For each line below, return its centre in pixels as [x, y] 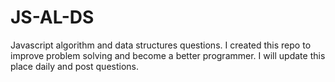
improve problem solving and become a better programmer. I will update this [168, 55]
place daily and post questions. [74, 66]
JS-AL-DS [52, 17]
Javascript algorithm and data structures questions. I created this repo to [161, 45]
